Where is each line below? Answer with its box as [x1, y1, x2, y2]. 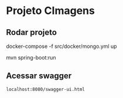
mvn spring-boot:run [6, 54, 56, 61]
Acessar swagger [6, 71, 72, 81]
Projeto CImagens [6, 4, 95, 17]
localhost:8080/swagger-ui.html [6, 86, 85, 92]
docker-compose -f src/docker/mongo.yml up [6, 43, 117, 50]
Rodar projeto [6, 27, 57, 37]
